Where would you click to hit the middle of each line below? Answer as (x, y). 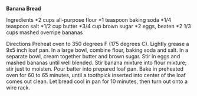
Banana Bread (24, 9)
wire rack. (18, 87)
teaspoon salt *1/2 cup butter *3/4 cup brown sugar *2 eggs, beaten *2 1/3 (99, 26)
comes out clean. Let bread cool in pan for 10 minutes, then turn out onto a (97, 81)
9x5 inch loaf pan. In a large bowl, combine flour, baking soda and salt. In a (97, 50)
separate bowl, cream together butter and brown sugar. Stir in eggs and (93, 56)
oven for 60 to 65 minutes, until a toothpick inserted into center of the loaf (96, 75)
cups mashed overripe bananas (45, 32)
